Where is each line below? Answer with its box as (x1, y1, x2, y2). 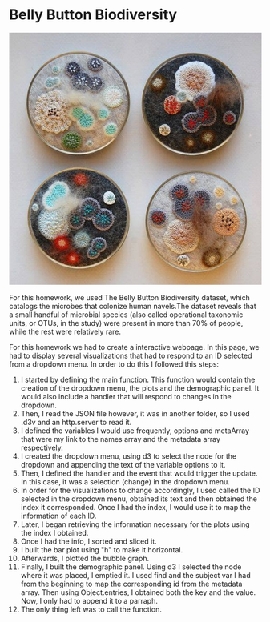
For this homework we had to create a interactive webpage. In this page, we (9, 342, 260, 351)
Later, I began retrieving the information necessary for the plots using (20, 519, 251, 529)
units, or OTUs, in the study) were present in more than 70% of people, (9, 318, 244, 327)
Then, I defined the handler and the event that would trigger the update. (20, 468, 259, 478)
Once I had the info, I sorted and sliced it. (20, 536, 157, 546)
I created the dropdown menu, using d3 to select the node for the (20, 451, 237, 461)
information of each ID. (20, 511, 97, 520)
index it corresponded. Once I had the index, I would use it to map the (20, 502, 252, 512)
